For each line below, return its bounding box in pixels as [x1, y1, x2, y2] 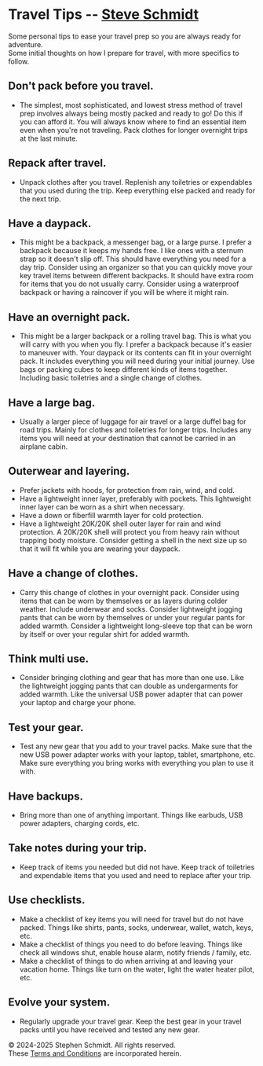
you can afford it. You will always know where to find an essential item [19, 116, 247, 127]
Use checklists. [8, 894, 86, 907]
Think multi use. [8, 652, 89, 666]
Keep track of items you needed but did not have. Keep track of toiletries [19, 862, 255, 872]
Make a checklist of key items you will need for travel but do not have [19, 914, 244, 924]
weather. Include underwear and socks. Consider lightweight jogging [19, 604, 243, 614]
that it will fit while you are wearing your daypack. [19, 544, 181, 553]
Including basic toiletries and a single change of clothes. [19, 373, 203, 383]
